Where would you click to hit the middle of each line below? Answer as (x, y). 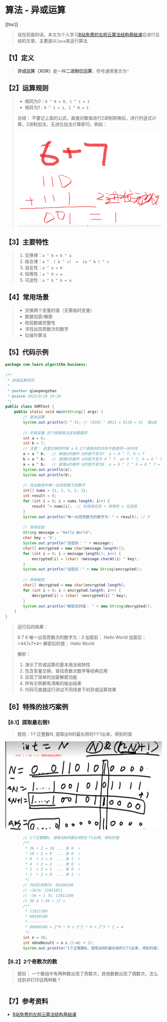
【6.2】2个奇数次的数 (31, 962)
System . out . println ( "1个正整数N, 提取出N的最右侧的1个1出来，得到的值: (91, 948)
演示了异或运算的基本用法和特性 (57, 665)
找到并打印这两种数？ (39, 980)
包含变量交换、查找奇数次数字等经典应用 (66, 671)
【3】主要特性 (27, 242)
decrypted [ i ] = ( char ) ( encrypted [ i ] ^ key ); (80, 595)
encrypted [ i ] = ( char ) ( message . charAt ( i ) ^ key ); (85, 559)
